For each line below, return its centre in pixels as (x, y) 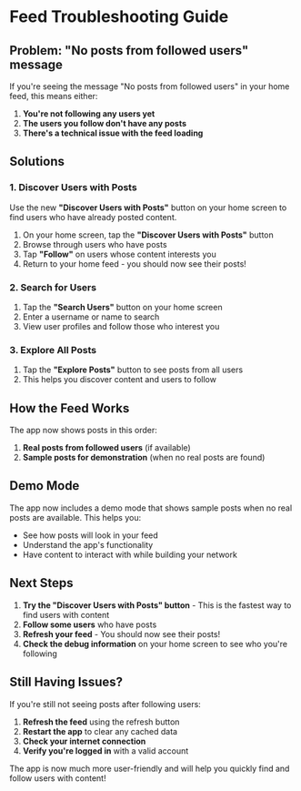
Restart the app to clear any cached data (100, 731)
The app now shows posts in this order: (83, 431)
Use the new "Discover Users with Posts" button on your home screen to (148, 208)
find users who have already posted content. (93, 217)
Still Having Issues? (66, 682)
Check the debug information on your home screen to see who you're (155, 644)
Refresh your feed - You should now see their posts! (121, 634)
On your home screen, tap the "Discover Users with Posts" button (148, 235)
